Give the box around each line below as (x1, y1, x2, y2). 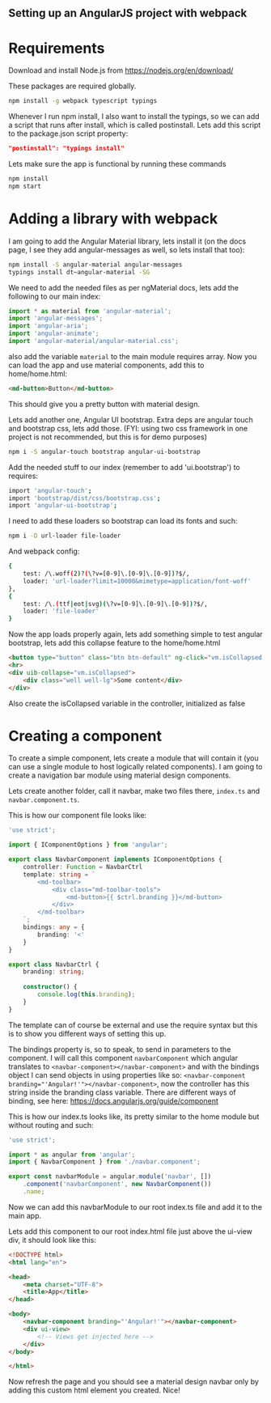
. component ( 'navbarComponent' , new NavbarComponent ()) (23, 1180, 212, 1189)
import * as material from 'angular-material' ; (8, 307, 172, 315)
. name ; (23, 1188, 45, 1196)
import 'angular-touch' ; (8, 486, 92, 494)
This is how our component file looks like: (8, 811, 147, 820)
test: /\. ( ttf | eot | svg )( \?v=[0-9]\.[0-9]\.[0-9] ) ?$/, (23, 600, 208, 608)
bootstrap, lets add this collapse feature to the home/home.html (8, 638, 221, 648)
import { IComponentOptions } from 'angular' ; (8, 841, 168, 849)
